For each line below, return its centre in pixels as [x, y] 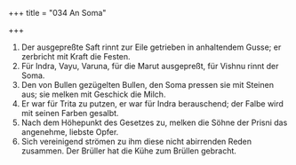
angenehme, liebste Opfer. [70, 132]
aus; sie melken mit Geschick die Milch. [93, 94]
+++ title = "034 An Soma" [57, 13]
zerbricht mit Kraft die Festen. [76, 56]
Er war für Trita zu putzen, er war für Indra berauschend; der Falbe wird [152, 104]
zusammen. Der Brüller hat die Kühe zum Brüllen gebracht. [129, 151]
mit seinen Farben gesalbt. [70, 113]
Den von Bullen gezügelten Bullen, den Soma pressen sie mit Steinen [148, 85]
